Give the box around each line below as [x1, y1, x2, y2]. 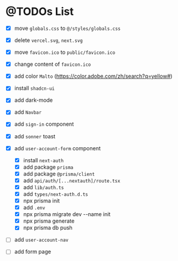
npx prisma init [23, 197, 61, 204]
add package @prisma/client [23, 170, 95, 177]
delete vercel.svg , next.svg [14, 37, 83, 44]
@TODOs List [5, 5, 74, 19]
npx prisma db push [23, 224, 73, 232]
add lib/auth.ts [23, 183, 64, 190]
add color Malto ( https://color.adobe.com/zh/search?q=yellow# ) [14, 72, 173, 80]
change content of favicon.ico [14, 60, 91, 68]
